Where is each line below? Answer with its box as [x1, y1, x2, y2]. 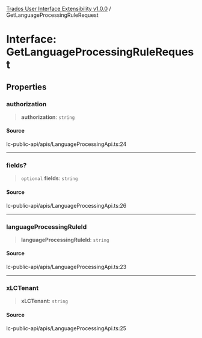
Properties [6, 82, 47, 92]
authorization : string [20, 113, 75, 121]
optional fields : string [20, 175, 78, 182]
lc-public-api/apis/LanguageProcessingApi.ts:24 [6, 140, 127, 148]
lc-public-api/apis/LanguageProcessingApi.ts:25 [6, 324, 127, 332]
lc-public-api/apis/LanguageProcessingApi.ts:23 [6, 264, 127, 271]
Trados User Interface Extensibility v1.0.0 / [6, 5, 111, 12]
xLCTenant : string [20, 297, 69, 305]
